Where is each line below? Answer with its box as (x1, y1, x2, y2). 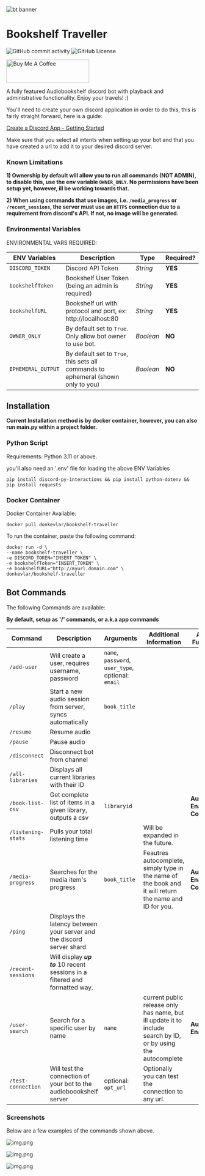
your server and (49, 927, 96, 936)
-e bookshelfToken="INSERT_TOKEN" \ (6, 560, 99, 566)
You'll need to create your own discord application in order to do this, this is (6, 106, 196, 113)
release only (143, 1000, 179, 1009)
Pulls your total (49, 827, 93, 835)
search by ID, (143, 1031, 181, 1040)
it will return (143, 887, 178, 895)
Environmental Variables (6, 225, 81, 234)
